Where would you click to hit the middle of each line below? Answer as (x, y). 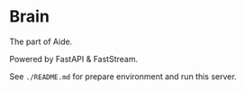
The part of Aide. (41, 41)
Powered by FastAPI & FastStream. (74, 59)
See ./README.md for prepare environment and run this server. (123, 76)
